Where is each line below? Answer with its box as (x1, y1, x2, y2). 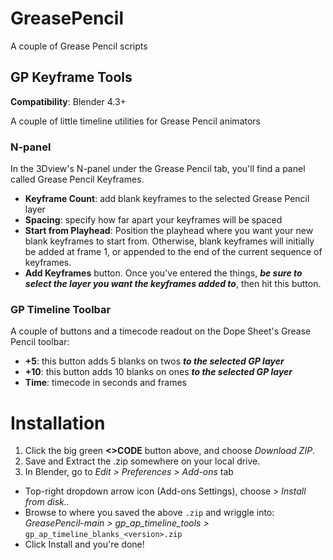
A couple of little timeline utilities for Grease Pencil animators (10, 115, 261, 127)
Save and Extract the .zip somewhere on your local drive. (24, 455, 261, 467)
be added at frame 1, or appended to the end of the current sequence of (24, 246, 323, 258)
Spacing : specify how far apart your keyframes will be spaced (24, 214, 283, 226)
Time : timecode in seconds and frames (24, 377, 187, 389)
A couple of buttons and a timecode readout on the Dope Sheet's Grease (10, 325, 312, 337)
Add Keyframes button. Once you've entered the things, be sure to (24, 267, 303, 279)
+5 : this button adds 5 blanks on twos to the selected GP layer (24, 355, 285, 367)
